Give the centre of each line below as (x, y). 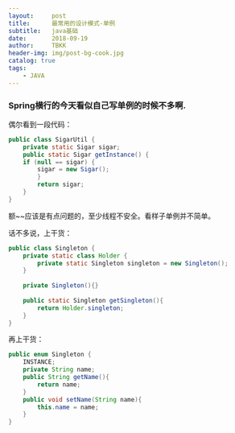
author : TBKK (37, 46)
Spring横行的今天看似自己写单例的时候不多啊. (97, 105)
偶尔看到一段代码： (40, 124)
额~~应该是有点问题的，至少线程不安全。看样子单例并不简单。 (112, 216)
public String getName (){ (66, 377)
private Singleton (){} (61, 286)
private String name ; (59, 370)
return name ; (59, 384)
